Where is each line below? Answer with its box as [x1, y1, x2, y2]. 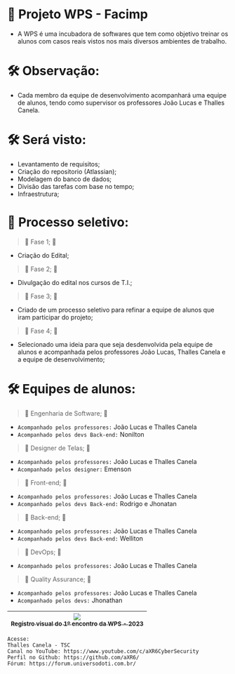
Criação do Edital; [17, 251, 69, 259]
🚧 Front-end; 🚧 [24, 478, 67, 487]
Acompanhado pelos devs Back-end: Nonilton [17, 430, 145, 438]
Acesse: [7, 635, 30, 642]
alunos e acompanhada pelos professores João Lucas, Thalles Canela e [17, 348, 226, 356]
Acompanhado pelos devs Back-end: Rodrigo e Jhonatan [17, 499, 177, 508]
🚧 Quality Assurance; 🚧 [24, 575, 91, 583]
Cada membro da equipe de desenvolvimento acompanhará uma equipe [17, 91, 227, 99]
